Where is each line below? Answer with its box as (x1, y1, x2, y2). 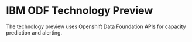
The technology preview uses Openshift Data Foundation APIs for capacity (6, 23, 186, 30)
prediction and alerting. (6, 29, 63, 36)
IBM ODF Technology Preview (6, 4, 153, 17)
